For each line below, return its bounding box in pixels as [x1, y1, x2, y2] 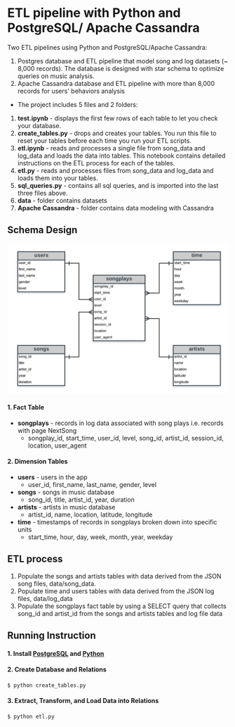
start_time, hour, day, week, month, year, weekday [27, 533, 173, 541]
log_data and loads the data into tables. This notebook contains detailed [17, 151, 226, 160]
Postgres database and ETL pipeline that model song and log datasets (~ [17, 56, 228, 65]
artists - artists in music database [17, 502, 116, 511]
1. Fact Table [7, 403, 44, 411]
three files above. [17, 189, 68, 197]
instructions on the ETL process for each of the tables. [17, 158, 175, 167]
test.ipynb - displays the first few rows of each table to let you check [17, 114, 218, 122]
